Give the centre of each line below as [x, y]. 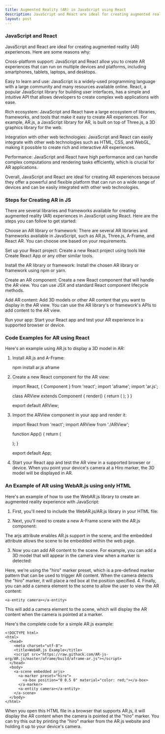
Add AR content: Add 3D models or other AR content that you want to [75, 299]
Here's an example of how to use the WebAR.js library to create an [72, 496]
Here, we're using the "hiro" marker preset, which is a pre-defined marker [80, 570]
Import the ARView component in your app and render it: [69, 415]
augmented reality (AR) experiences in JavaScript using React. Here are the [82, 216]
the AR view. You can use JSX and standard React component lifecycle [77, 285]
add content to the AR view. [33, 310]
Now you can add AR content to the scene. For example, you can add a [84, 550]
